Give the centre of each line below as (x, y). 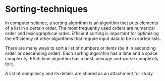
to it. (10, 64)
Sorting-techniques (47, 9)
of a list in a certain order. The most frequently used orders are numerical (80, 28)
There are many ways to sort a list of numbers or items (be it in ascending (81, 48)
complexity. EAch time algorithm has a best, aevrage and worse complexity (82, 58)
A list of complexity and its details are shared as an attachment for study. (80, 73)
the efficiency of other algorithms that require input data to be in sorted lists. (83, 39)
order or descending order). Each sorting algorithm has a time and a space (81, 53)
